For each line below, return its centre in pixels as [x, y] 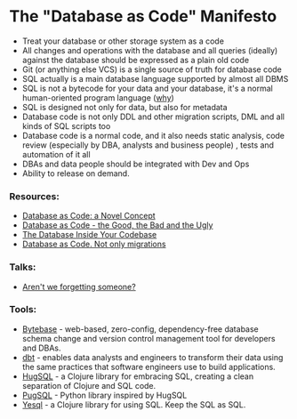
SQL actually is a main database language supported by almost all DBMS [155, 78]
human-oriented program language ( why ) [98, 97]
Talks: [23, 267]
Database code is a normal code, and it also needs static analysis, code [153, 135]
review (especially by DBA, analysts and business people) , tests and [148, 145]
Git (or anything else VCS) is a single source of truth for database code [152, 69]
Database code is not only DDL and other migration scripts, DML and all [153, 117]
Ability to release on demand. [76, 173]
